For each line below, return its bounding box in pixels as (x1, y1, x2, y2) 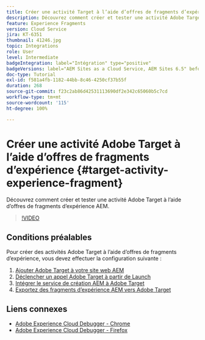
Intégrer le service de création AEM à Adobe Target (15, 280, 145, 287)
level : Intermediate (6, 54, 59, 60)
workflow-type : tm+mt (6, 94, 62, 100)
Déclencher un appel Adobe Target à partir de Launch (15, 273, 151, 281)
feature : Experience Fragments (6, 20, 86, 26)
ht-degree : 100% (6, 105, 48, 112)
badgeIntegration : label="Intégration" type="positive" (6, 60, 151, 66)
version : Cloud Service (6, 26, 67, 32)
